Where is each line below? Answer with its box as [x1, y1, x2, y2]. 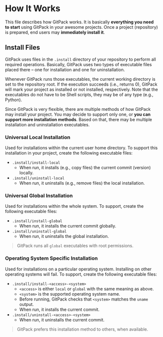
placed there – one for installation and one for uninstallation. [5, 67, 125, 72]
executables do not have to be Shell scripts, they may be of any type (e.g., [5, 91, 154, 97]
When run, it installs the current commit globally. [19, 223, 116, 229]
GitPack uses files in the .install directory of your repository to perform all [5, 56, 156, 62]
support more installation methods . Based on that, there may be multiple [5, 116, 152, 122]
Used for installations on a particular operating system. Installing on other [5, 266, 152, 272]
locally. [19, 170, 34, 176]
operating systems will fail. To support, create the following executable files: [5, 271, 157, 277]
